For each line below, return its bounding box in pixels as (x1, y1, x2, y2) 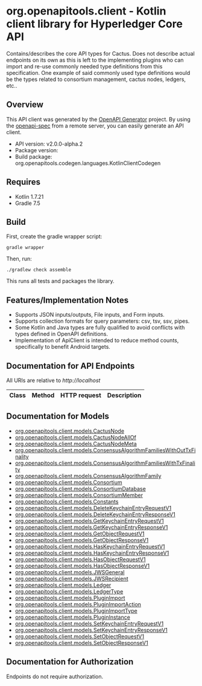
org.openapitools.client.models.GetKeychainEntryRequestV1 (14, 517, 164, 524)
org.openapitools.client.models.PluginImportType (14, 607, 137, 614)
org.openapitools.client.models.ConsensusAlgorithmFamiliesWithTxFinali (14, 459, 196, 467)
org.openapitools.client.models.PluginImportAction (14, 600, 142, 608)
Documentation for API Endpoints (6, 361, 135, 371)
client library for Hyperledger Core (6, 17, 183, 31)
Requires (6, 177, 41, 187)
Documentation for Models (6, 411, 110, 421)
